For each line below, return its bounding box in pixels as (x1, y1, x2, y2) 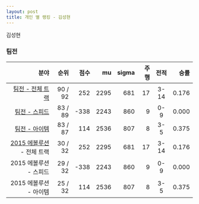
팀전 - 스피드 (14, 107, 50, 116)
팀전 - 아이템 (14, 125, 50, 133)
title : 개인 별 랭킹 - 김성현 (6, 14, 71, 20)
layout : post (6, 8, 38, 15)
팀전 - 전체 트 (13, 84, 50, 93)
